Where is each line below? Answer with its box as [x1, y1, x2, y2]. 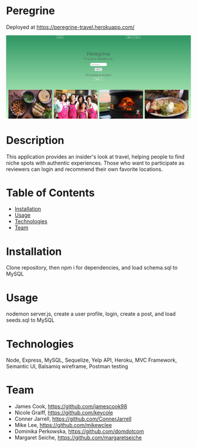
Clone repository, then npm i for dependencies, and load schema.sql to [6, 264, 178, 271]
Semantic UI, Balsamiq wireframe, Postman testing [6, 363, 128, 370]
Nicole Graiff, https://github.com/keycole [14, 409, 113, 416]
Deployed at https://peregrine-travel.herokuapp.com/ [6, 23, 135, 31]
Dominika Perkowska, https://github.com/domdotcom [14, 428, 144, 435]
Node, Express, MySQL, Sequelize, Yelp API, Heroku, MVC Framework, [6, 357, 177, 364]
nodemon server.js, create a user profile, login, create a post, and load [6, 310, 176, 318]
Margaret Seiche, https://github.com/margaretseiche [14, 434, 142, 441]
